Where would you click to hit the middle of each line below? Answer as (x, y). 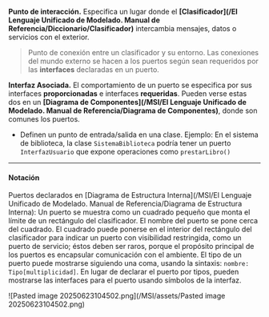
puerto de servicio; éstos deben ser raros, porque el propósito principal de (131, 247)
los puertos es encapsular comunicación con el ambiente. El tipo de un (125, 255)
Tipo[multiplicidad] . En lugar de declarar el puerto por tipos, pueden (124, 272)
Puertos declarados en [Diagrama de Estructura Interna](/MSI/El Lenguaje (130, 195)
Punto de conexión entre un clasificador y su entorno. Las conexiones (143, 52)
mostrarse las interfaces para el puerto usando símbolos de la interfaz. (125, 280)
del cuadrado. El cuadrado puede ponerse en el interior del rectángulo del (130, 229)
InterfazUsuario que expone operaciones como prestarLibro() (125, 152)
